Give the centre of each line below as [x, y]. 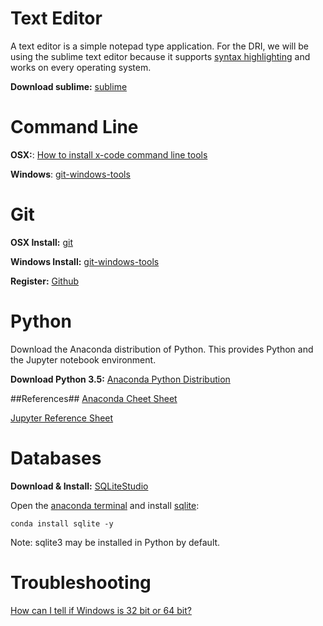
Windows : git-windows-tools [70, 174]
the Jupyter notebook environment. [83, 359]
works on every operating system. [81, 67]
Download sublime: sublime [69, 86]
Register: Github [45, 281]
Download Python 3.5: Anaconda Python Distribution [120, 379]
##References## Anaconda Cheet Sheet [94, 398]
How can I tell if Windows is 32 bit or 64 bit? [101, 610]
